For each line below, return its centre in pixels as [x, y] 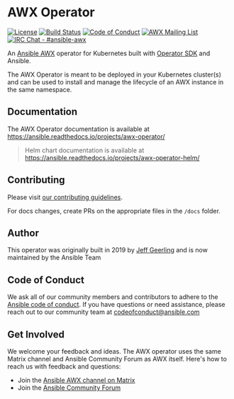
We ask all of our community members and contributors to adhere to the [113, 297]
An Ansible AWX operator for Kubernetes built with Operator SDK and [109, 53]
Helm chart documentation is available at [84, 150]
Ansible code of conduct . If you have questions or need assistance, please [116, 305]
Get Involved [36, 334]
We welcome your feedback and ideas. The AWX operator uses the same [114, 351]
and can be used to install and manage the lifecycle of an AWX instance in [116, 82]
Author [23, 233]
